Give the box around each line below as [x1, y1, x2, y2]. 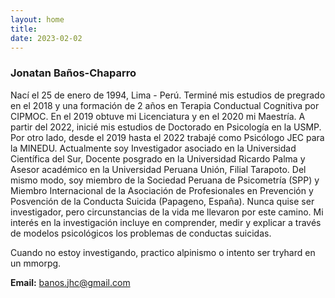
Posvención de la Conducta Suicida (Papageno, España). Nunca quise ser [10, 195, 315, 207]
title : [10, 24, 38, 34]
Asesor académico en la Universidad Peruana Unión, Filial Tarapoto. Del [10, 163, 307, 175]
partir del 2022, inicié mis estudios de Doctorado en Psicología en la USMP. [10, 121, 322, 133]
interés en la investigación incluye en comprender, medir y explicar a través [10, 216, 322, 228]
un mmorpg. [10, 257, 62, 269]
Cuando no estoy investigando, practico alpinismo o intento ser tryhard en [10, 246, 316, 258]
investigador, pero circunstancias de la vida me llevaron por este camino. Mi [10, 206, 324, 218]
